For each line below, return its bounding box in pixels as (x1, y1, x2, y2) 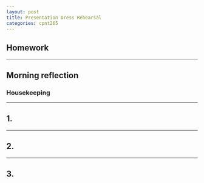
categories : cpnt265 (6, 20, 59, 26)
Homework (6, 42, 49, 53)
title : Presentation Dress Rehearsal (6, 15, 102, 21)
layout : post (6, 8, 39, 15)
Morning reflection (6, 70, 79, 81)
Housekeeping (6, 88, 50, 97)
